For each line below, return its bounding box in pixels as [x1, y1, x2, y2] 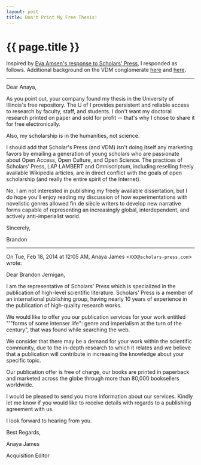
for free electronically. [6, 120, 61, 128]
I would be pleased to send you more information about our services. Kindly [6, 393, 193, 400]
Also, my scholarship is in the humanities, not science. [6, 132, 140, 140]
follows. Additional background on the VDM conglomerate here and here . [6, 67, 187, 74]
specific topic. [6, 357, 41, 364]
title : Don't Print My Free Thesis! [6, 14, 98, 20]
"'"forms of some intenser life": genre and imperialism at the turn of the [6, 320, 182, 327]
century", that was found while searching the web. [6, 326, 130, 333]
